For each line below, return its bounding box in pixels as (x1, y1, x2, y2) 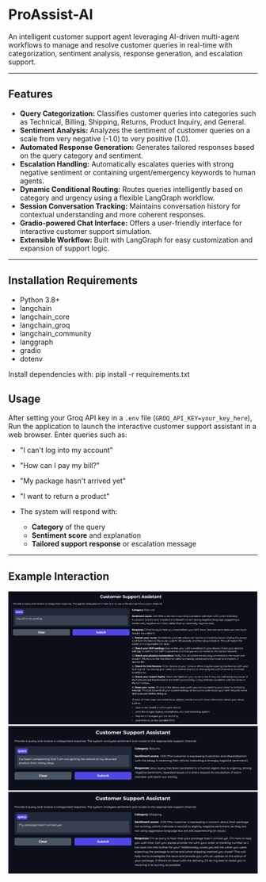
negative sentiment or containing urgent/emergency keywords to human (19, 167, 256, 177)
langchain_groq (19, 320, 70, 330)
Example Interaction (8, 569, 109, 583)
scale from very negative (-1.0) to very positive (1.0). (19, 133, 191, 144)
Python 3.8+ (19, 295, 61, 305)
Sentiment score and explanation (31, 531, 142, 540)
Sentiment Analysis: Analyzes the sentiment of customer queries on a (19, 125, 251, 135)
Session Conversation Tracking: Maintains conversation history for (19, 201, 241, 211)
